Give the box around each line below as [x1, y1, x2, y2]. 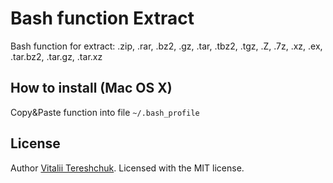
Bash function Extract [10, 7, 195, 30]
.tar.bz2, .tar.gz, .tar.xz [10, 50, 103, 62]
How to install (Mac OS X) [10, 80, 173, 97]
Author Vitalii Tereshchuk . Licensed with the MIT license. [10, 162, 245, 174]
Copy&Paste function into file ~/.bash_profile [10, 106, 200, 118]
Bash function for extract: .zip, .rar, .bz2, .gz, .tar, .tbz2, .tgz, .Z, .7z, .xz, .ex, [10, 40, 323, 52]
